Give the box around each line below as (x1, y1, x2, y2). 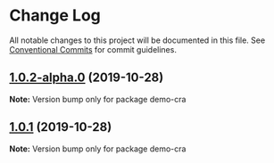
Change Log (9, 5, 101, 26)
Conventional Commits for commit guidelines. (9, 44, 177, 54)
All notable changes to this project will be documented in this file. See (9, 35, 266, 45)
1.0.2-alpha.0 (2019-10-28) (9, 70, 164, 86)
